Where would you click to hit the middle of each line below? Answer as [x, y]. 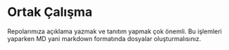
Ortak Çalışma [50, 12]
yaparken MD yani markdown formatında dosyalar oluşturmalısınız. [104, 38]
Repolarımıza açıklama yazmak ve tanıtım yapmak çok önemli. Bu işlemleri [114, 31]
